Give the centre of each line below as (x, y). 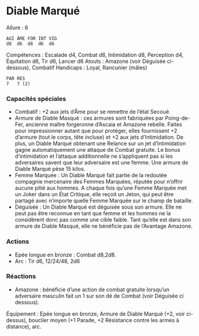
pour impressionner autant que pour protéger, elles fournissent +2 (96, 131)
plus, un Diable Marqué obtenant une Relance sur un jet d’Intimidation (100, 143)
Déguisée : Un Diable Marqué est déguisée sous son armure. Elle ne (98, 207)
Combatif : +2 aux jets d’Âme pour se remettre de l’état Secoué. (93, 112)
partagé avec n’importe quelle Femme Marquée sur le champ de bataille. (104, 201)
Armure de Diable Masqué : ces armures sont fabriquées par (89, 118)
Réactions (21, 276)
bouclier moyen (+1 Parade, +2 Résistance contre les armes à (104, 320)
